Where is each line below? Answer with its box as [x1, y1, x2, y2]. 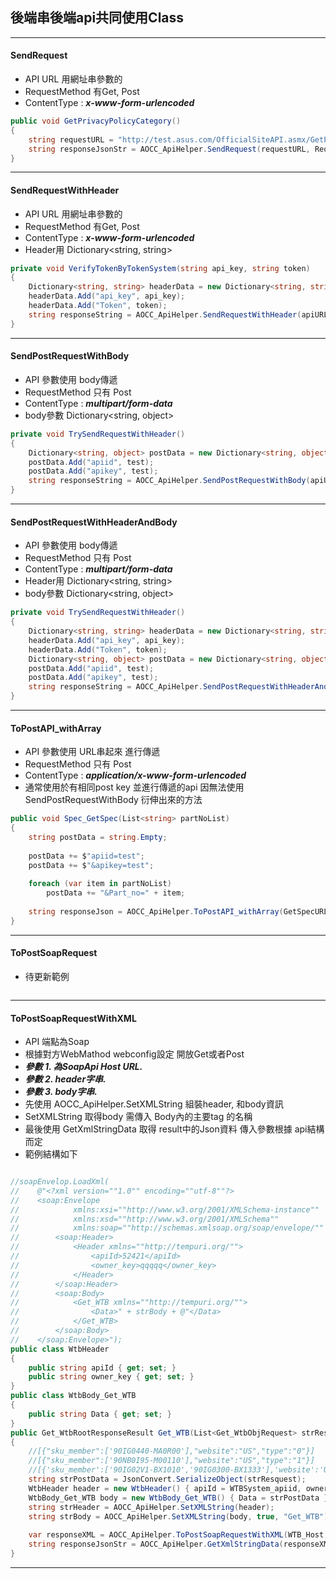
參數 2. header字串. [24, 1073, 107, 1085]
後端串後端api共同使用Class [10, 9, 185, 27]
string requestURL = [28, 134, 114, 145]
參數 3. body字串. [24, 1086, 98, 1098]
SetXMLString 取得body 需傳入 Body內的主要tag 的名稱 [24, 1111, 253, 1123]
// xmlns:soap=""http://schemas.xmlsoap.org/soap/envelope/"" [10, 1223, 325, 1233]
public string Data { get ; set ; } [28, 1409, 172, 1419]
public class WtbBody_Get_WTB [10, 1391, 137, 1401]
